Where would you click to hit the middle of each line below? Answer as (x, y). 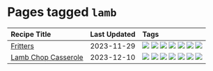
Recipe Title (31, 34)
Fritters (23, 46)
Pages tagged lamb (62, 12)
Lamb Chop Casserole (47, 57)
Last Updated (113, 34)
